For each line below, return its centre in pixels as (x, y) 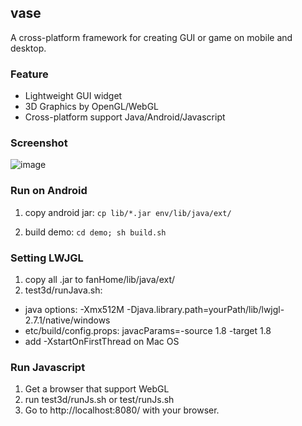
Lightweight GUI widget (73, 96)
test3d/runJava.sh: (63, 290)
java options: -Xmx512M (74, 309)
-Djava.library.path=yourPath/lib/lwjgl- (205, 309)
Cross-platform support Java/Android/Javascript (125, 117)
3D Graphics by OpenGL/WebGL (92, 107)
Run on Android (49, 191)
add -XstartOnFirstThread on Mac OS (102, 341)
